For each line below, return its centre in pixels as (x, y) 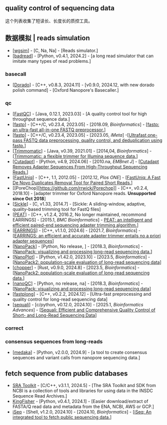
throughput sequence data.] (41, 119)
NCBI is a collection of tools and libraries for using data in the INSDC (83, 391)
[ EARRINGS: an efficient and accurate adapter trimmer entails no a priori (86, 236)
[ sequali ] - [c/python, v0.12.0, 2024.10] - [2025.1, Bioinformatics (78, 305)
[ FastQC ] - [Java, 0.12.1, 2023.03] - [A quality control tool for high (80, 114)
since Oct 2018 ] (29, 199)
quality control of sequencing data (60, 8)
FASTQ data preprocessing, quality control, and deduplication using (93, 140)
